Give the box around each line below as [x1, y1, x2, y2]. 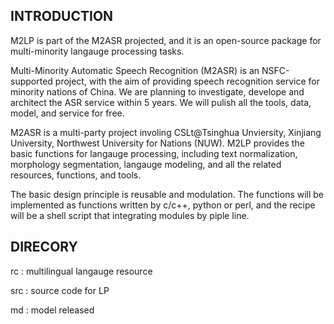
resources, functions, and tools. [10, 169, 142, 181]
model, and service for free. [10, 107, 125, 119]
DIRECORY [10, 239, 78, 256]
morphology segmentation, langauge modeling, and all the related [10, 158, 282, 170]
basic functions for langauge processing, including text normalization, [10, 147, 298, 159]
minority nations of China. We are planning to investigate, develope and [10, 85, 305, 98]
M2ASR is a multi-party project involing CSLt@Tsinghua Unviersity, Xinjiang [10, 126, 322, 138]
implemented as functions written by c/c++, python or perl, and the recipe [10, 199, 316, 211]
